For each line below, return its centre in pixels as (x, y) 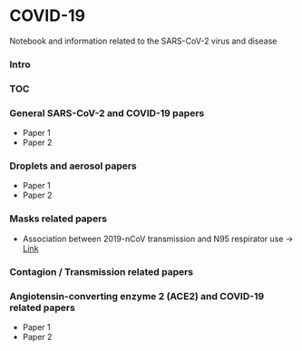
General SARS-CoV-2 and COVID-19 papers (107, 112)
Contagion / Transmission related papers (102, 271)
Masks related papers (58, 219)
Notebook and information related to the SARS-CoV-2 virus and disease (143, 41)
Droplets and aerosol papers (73, 166)
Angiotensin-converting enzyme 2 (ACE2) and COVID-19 (137, 296)
